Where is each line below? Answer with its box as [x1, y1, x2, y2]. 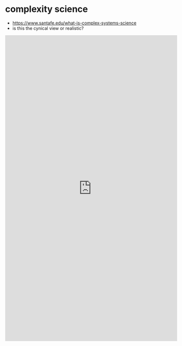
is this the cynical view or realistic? [12, 25, 84, 31]
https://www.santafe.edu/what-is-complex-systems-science [12, 20, 137, 26]
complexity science [5, 3, 88, 15]
